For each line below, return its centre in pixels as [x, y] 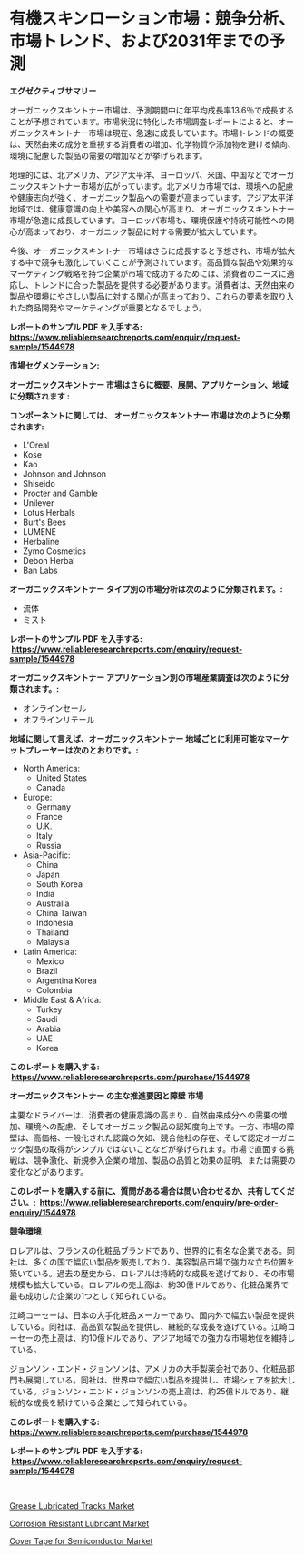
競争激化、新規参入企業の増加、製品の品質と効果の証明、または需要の [164, 1160]
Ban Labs [40, 570]
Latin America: [49, 951]
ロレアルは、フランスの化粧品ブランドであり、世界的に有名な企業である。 [148, 1250]
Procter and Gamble [60, 493]
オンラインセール [54, 708]
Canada [51, 787]
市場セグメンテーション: [54, 365]
